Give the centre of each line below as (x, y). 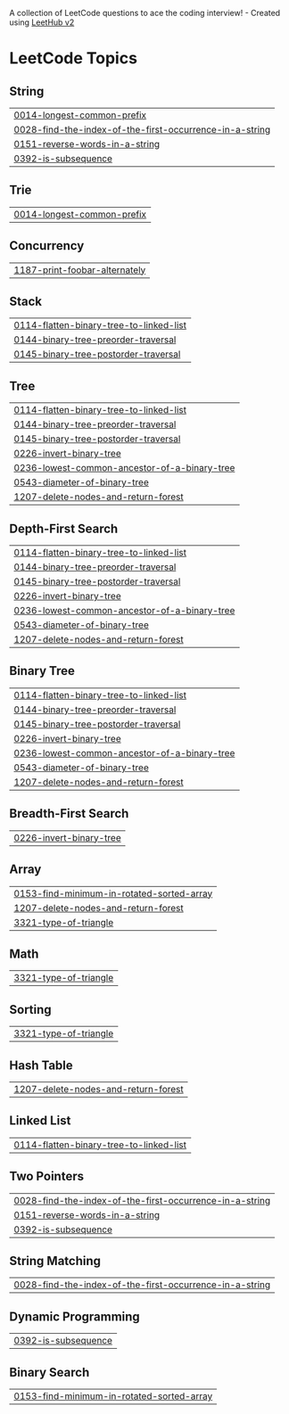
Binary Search (50, 1372)
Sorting (30, 1010)
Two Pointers (47, 1176)
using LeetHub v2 (42, 22)
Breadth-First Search (69, 814)
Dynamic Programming (74, 1316)
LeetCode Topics (74, 58)
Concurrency (47, 246)
